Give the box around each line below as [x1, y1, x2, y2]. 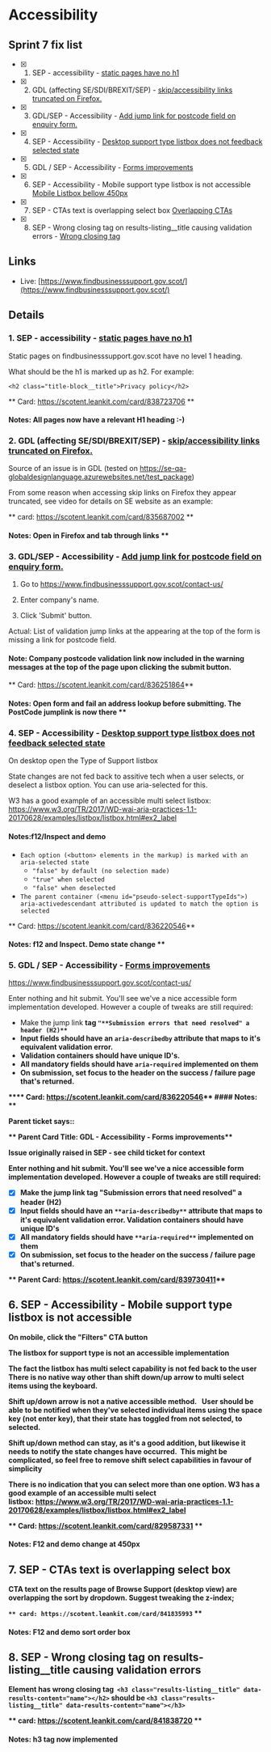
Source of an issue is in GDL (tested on [8, 464, 139, 473]
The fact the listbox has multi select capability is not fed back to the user [8, 1364, 257, 1373]
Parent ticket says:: [8, 1117, 75, 1126]
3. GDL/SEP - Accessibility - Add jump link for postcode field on [8, 550, 262, 562]
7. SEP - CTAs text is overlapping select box [8, 1563, 231, 1576]
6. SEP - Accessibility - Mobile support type [8, 1298, 232, 1312]
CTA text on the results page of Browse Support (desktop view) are [8, 1584, 238, 1593]
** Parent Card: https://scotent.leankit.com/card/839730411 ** [8, 1275, 226, 1284]
